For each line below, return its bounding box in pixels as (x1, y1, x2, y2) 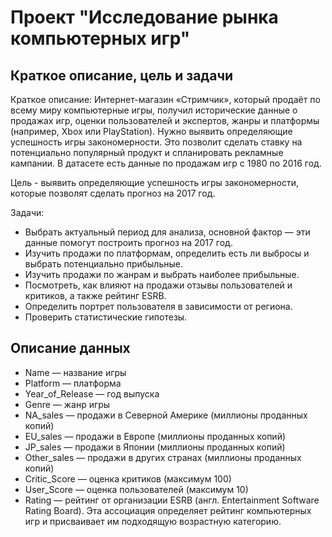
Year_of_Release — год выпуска (24, 387, 160, 400)
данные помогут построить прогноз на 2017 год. (24, 237, 233, 248)
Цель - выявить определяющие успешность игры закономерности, (10, 177, 300, 188)
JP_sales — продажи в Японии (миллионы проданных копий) (24, 441, 286, 453)
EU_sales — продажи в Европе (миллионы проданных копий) (24, 430, 287, 442)
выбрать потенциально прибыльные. (24, 258, 183, 270)
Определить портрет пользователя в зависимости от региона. (24, 301, 293, 312)
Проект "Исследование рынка (10, 6, 279, 29)
